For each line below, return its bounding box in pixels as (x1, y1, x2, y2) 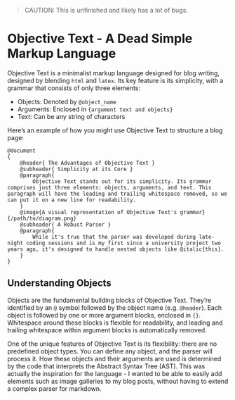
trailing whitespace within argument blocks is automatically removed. (7, 325, 207, 334)
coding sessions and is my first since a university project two (25, 239, 221, 246)
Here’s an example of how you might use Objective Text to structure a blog (7, 126, 223, 135)
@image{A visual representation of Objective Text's (20, 208, 177, 215)
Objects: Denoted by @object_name (17, 97, 117, 106)
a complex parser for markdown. (7, 384, 102, 393)
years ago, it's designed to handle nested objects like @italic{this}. (7, 246, 224, 253)
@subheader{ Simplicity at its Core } (20, 165, 133, 173)
